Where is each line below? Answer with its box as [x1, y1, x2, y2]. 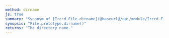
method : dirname [5, 7, 39, 12]
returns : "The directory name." [5, 26, 73, 31]
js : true [5, 12, 24, 17]
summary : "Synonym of [5, 16, 51, 21]
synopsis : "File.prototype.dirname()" [5, 21, 87, 26]
